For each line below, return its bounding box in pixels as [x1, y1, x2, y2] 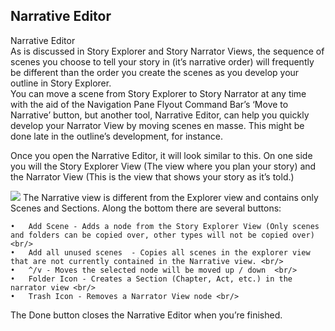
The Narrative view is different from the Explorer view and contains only [22, 191, 319, 203]
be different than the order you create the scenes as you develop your [10, 66, 300, 78]
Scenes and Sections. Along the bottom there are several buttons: [10, 202, 282, 214]
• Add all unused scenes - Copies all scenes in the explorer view [10, 247, 311, 258]
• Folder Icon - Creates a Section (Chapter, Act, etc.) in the [10, 274, 293, 284]
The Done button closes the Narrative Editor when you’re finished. [10, 309, 283, 321]
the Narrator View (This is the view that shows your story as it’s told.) [10, 170, 295, 183]
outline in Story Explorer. [10, 77, 112, 89]
